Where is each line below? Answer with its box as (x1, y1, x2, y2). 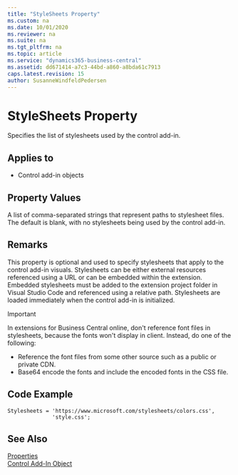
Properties (7, 451, 38, 461)
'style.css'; (52, 414, 91, 421)
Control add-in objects (17, 171, 84, 179)
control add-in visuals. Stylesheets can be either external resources (7, 265, 207, 274)
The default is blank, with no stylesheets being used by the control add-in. (7, 218, 226, 226)
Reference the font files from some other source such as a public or (17, 352, 217, 361)
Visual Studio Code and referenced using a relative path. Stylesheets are (7, 288, 221, 296)
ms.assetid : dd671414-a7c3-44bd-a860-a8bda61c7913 (7, 64, 161, 71)
